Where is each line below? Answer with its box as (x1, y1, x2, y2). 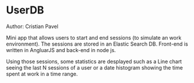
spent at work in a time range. (6, 70, 78, 77)
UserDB (6, 4, 44, 17)
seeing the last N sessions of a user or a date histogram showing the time (6, 64, 183, 71)
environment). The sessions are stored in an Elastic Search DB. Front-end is (6, 40, 188, 47)
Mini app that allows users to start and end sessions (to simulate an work (6, 34, 182, 41)
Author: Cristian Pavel (6, 23, 58, 30)
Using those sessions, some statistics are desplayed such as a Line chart (6, 58, 182, 65)
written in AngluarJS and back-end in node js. (6, 46, 116, 53)
